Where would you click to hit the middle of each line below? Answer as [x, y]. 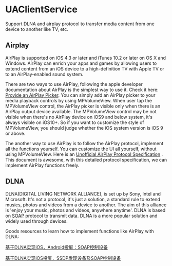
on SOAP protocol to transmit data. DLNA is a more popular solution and [81, 216]
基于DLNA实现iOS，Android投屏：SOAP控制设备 [57, 247]
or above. [15, 133]
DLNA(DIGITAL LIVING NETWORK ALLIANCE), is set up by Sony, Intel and [83, 193]
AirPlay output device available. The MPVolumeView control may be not [81, 111]
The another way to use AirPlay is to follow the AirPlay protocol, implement [84, 143]
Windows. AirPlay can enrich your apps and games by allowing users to [81, 63]
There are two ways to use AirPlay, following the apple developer [74, 84]
